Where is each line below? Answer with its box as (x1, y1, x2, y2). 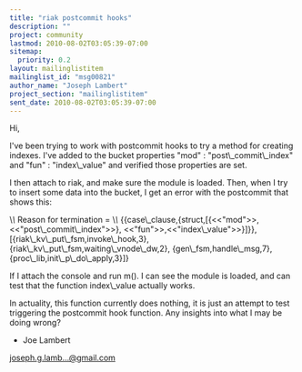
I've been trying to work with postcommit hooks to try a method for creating (9, 140, 294, 151)
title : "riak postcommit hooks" (9, 13, 132, 23)
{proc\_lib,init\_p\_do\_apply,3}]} (9, 253, 129, 264)
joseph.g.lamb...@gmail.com (9, 352, 116, 364)
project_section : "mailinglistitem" (9, 89, 148, 98)
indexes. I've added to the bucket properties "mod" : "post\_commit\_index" (9, 150, 294, 161)
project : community (9, 30, 84, 39)
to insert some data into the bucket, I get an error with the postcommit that (9, 187, 289, 198)
